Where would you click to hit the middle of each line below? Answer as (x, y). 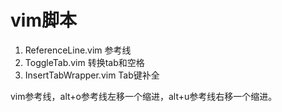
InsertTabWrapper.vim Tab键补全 (92, 75)
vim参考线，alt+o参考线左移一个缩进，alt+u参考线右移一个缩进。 (144, 96)
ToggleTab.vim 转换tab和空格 (84, 62)
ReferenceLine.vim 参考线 (78, 50)
